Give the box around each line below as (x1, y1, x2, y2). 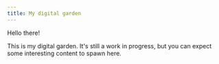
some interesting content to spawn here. (7, 49, 122, 57)
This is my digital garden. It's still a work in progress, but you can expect (7, 42, 212, 50)
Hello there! (7, 29, 40, 37)
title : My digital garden (7, 10, 81, 17)
